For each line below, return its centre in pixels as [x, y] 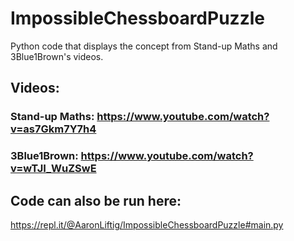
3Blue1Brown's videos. [57, 56]
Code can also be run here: [96, 200]
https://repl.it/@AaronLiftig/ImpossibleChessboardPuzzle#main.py [147, 224]
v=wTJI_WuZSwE [53, 169]
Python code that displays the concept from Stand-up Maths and [144, 46]
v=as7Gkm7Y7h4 [53, 129]
